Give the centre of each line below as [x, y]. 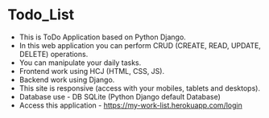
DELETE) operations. [54, 54]
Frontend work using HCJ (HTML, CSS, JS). [92, 71]
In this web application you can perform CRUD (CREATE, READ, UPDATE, [140, 45]
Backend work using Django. [67, 79]
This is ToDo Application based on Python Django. [102, 37]
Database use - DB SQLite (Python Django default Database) [120, 96]
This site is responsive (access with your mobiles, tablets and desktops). [140, 88]
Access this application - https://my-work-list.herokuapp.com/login [130, 105]
